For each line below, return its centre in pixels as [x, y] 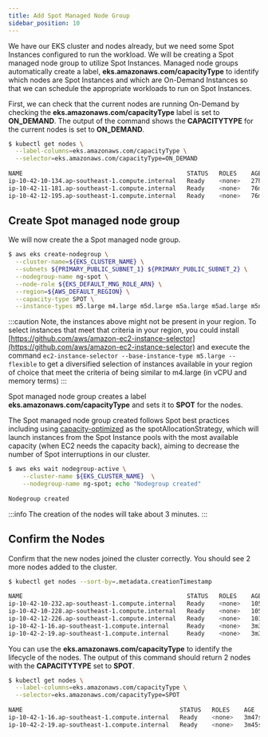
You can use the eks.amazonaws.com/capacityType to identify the [120, 648]
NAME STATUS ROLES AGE [132, 710]
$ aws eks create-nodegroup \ [59, 255]
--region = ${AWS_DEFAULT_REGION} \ [73, 291]
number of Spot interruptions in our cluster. [79, 454]
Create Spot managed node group [94, 220]
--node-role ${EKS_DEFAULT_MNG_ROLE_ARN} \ [89, 284]
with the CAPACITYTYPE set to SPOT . [71, 666]
